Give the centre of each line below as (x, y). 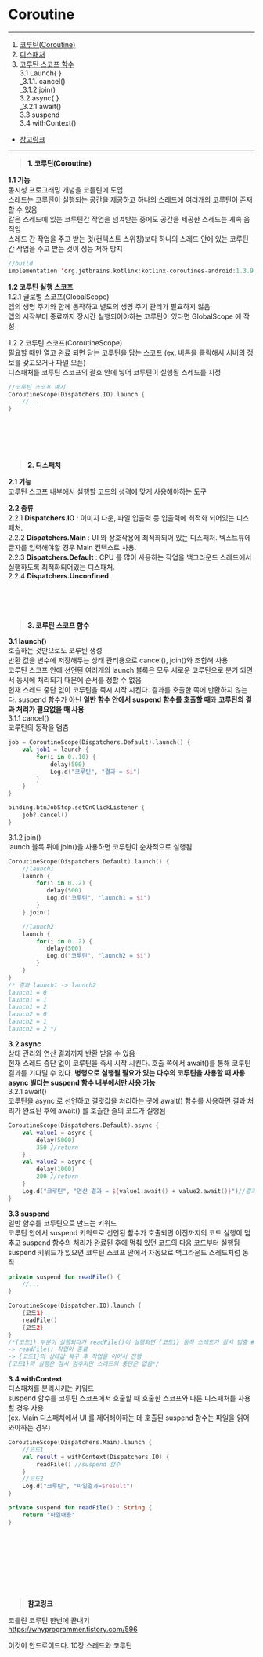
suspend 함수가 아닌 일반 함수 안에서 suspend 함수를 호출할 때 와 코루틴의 (131, 699)
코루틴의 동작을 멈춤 (38, 728)
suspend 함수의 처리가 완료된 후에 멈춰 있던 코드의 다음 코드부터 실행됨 (131, 1243)
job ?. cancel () (45, 815)
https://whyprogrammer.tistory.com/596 (73, 1629)
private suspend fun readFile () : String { (80, 1508)
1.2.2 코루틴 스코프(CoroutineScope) (65, 342)
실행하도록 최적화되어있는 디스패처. (61, 568)
